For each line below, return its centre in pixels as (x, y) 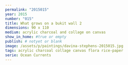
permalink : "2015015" (27, 10)
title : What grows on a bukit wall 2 (43, 23)
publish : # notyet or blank (34, 42)
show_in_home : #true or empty (36, 37)
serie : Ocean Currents (28, 55)
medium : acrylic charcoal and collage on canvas (55, 32)
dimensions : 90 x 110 (27, 28)
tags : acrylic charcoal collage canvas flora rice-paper (64, 50)
